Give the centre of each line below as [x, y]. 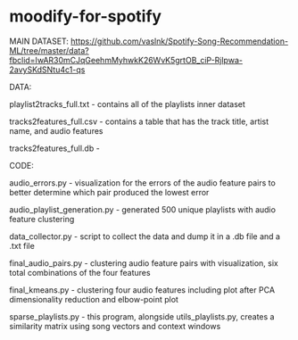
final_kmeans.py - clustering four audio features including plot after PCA [142, 290]
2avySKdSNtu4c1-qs [47, 70]
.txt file [22, 245]
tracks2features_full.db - [54, 148]
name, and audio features [56, 130]
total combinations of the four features [80, 272]
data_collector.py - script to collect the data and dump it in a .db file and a [145, 236]
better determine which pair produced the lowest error [109, 192]
